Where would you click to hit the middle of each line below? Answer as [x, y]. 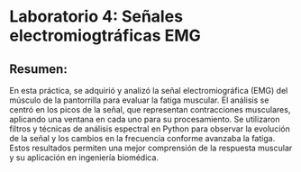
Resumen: [38, 69]
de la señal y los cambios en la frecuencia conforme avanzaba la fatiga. [142, 138]
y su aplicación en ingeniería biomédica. [84, 158]
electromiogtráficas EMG [105, 36]
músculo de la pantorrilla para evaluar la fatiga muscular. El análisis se [139, 100]
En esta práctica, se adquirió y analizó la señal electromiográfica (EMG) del [149, 91]
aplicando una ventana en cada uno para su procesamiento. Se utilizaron [145, 119]
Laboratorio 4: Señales [96, 17]
